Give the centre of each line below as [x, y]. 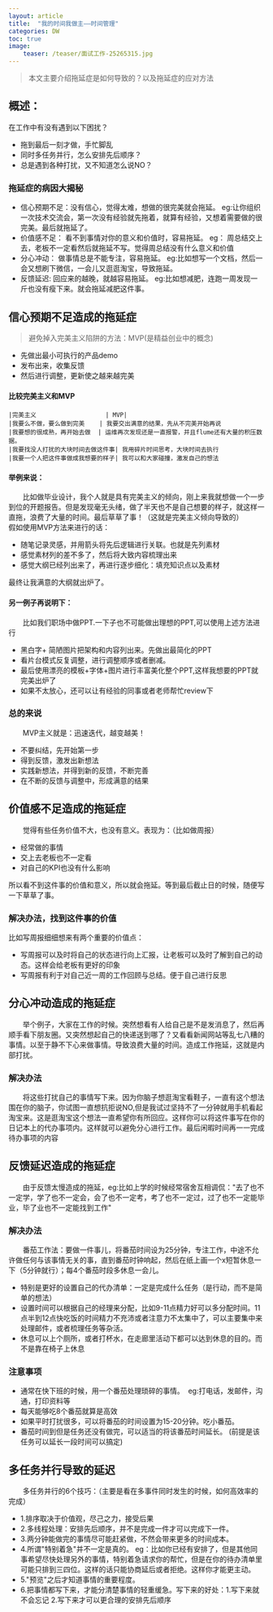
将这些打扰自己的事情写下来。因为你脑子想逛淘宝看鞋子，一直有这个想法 [144, 1097]
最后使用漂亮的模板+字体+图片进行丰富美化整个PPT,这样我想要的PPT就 [139, 670]
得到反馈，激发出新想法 [59, 760]
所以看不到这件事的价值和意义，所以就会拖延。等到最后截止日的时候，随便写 [136, 885]
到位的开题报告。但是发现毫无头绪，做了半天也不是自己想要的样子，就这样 [133, 507]
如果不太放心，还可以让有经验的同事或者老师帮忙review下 [117, 690]
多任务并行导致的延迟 [62, 1470]
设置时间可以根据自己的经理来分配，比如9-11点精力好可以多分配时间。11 [140, 1308]
